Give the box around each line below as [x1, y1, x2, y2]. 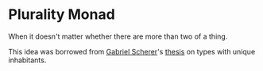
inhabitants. [8, 55, 47, 65]
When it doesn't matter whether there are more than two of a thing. [8, 32, 228, 41]
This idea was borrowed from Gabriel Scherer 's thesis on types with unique [8, 47, 256, 56]
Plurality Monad [8, 6, 115, 24]
